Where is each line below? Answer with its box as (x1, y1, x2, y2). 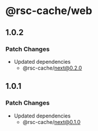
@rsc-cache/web (5, 4, 93, 18)
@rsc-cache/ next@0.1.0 (22, 118, 81, 125)
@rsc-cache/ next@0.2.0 (22, 64, 82, 71)
